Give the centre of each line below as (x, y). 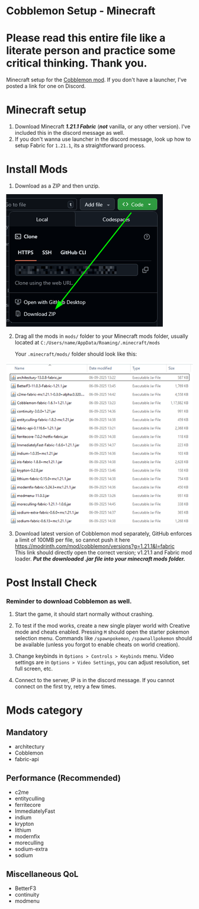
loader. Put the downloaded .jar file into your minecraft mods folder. (100, 559)
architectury (30, 747)
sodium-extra (31, 849)
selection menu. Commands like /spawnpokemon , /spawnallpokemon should (103, 638)
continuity (27, 894)
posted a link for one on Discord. (46, 86)
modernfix (27, 837)
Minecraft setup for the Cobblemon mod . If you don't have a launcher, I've (97, 80)
